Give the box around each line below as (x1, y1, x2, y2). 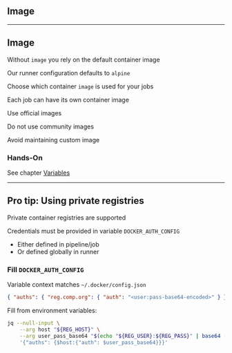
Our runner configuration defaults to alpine (7, 68, 130, 77)
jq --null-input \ (7, 319, 60, 327)
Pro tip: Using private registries (7, 195, 144, 207)
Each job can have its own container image (7, 95, 130, 104)
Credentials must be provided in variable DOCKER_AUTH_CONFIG (7, 227, 180, 235)
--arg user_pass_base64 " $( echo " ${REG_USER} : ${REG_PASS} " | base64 (19, 332, 221, 339)
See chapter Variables (7, 169, 70, 177)
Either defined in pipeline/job (17, 240, 99, 248)
